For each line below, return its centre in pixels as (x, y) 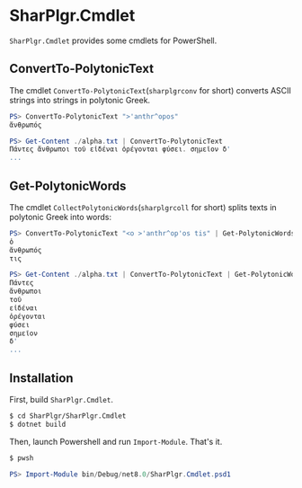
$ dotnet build (38, 424)
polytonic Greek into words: (61, 217)
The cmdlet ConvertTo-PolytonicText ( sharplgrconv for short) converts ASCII (151, 90)
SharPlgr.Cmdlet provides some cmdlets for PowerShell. (113, 40)
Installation (41, 378)
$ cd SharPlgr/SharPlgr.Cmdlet (68, 416)
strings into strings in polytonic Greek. (80, 100)
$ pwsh (22, 458)
